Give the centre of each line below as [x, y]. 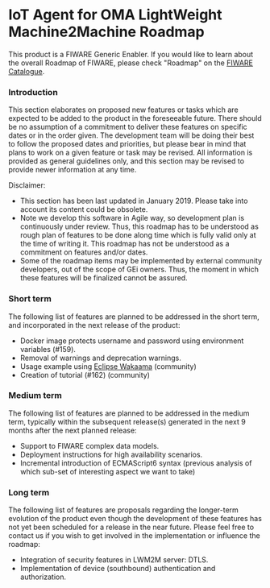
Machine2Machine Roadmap [107, 32]
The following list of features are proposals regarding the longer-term [124, 510]
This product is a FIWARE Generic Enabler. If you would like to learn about [131, 54]
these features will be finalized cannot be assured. [104, 278]
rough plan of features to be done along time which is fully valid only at [138, 235]
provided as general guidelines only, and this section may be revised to [126, 161]
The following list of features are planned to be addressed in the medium [129, 413]
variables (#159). [48, 349]
